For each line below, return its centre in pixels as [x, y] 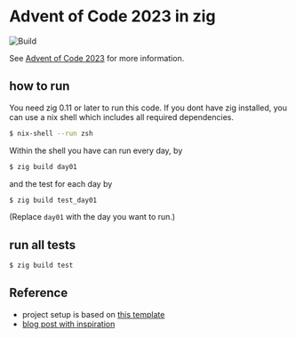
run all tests [43, 245]
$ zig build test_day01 [53, 200]
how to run [40, 86]
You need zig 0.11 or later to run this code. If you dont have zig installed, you [148, 108]
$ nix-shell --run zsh [51, 133]
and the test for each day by [61, 183]
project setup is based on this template [93, 314]
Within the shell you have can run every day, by [96, 150]
